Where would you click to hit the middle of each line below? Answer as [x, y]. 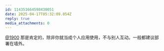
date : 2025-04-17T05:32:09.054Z [38, 14]
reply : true [17, 18]
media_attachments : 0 [27, 23]
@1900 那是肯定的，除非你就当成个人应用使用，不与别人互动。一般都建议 [80, 37]
